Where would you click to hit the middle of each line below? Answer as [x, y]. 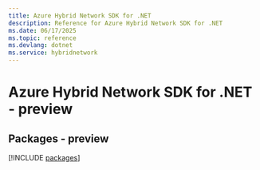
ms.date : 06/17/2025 [43, 30]
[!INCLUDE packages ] [44, 158]
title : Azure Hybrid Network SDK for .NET [80, 16]
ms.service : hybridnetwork [53, 53]
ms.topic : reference [43, 38]
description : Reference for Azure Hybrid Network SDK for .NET [116, 23]
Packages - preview [59, 138]
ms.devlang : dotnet [41, 45]
